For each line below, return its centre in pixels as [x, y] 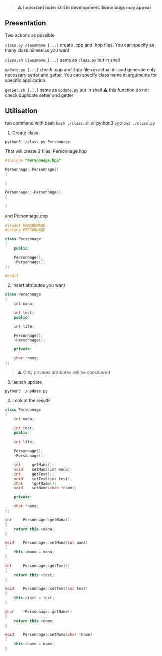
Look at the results [31, 401]
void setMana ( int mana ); [43, 469]
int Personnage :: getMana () [38, 520]
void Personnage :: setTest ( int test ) [47, 589]
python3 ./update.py [27, 391]
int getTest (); [34, 474]
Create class [25, 133]
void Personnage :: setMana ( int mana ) [47, 543]
